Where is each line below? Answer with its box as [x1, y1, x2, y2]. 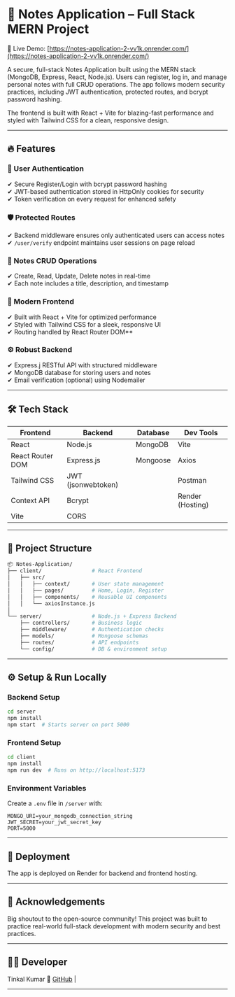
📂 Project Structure [7, 542, 92, 555]
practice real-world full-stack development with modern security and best [7, 921, 221, 930]
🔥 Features [7, 143, 56, 155]
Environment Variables [7, 783, 87, 793]
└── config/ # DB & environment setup [20, 645, 168, 653]
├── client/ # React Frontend [7, 567, 142, 574]
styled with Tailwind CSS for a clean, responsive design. [7, 115, 169, 125]
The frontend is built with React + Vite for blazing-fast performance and [7, 108, 215, 117]
